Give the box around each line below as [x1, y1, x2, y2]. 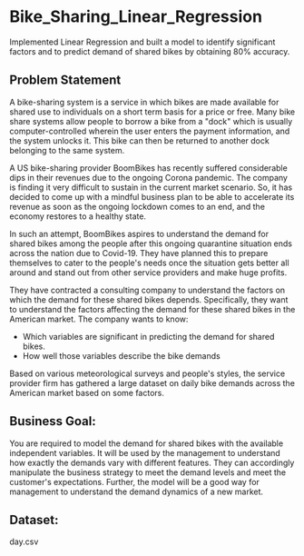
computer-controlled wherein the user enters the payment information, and [9, 125, 290, 136]
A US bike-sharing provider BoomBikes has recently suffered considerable [9, 162, 288, 174]
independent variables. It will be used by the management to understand [9, 447, 281, 458]
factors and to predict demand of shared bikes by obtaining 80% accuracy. [9, 45, 290, 56]
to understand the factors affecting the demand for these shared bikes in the [9, 303, 296, 314]
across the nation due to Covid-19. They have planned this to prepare [9, 247, 269, 258]
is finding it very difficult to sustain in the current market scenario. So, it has [9, 182, 293, 193]
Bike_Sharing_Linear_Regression [9, 6, 263, 27]
